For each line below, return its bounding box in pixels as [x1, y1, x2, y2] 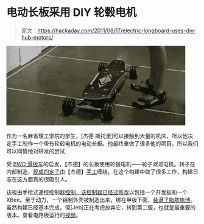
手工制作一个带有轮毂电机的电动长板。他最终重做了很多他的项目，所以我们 [11, 139, 199, 147]
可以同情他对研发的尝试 [6, 147, 65, 155]
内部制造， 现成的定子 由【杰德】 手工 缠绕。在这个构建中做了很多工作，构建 [6, 168, 193, 175]
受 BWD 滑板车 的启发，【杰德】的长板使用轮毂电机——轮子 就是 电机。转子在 [6, 160, 195, 167]
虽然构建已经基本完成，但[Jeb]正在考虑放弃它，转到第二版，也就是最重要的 [6, 203, 196, 211]
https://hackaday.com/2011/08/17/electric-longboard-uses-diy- [37, 27, 196, 34]
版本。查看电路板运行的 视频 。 [6, 211, 81, 219]
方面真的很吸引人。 [22, 175, 71, 183]
